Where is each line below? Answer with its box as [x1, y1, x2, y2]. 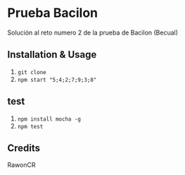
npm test [17, 123, 44, 130]
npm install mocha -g [17, 115, 81, 123]
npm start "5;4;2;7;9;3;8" [17, 76, 97, 83]
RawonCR [7, 161, 36, 169]
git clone [17, 68, 47, 76]
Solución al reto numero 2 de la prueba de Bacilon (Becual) [7, 28, 178, 37]
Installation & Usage [7, 49, 97, 61]
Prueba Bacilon [7, 5, 98, 21]
